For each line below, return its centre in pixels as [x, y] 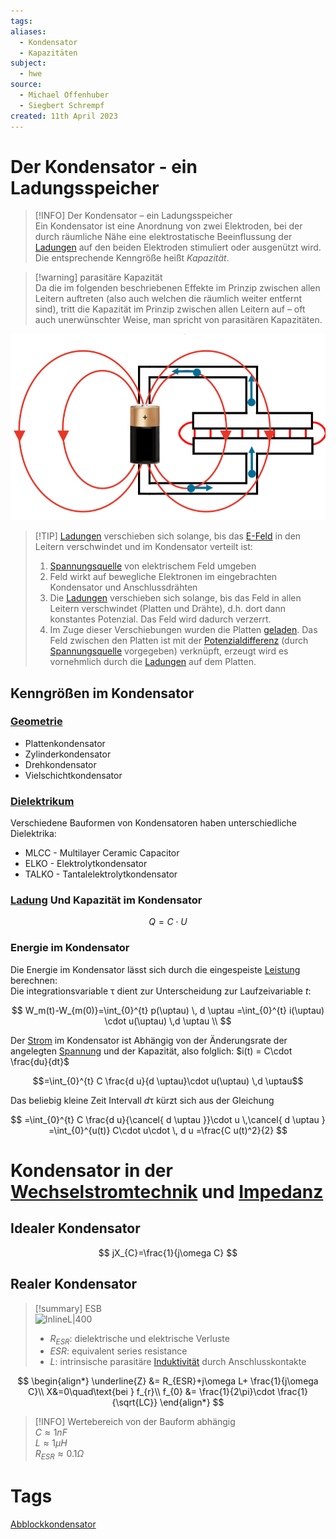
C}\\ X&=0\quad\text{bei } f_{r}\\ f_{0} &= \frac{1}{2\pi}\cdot [151, 1392]
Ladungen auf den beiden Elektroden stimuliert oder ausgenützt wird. [178, 247]
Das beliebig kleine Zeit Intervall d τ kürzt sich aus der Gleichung [142, 1100]
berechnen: [34, 980]
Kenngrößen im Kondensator [102, 693]
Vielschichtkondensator [73, 775]
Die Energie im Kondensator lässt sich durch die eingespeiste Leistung [155, 969]
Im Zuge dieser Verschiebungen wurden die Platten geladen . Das [183, 630]
